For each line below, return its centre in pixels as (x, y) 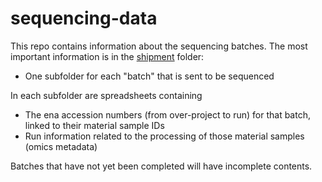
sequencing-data (84, 18)
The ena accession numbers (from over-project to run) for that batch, (167, 114)
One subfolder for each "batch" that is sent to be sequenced (149, 76)
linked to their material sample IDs (94, 125)
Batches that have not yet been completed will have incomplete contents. (161, 166)
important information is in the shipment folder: (107, 56)
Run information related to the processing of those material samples (164, 136)
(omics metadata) (61, 146)
